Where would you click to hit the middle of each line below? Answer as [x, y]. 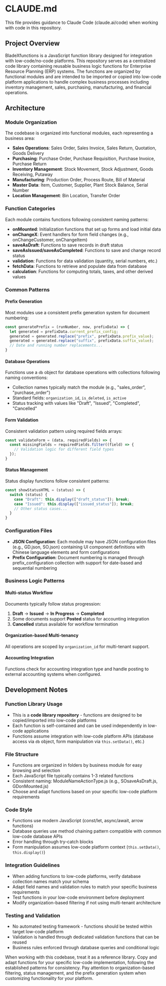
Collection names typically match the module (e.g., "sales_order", [79, 387]
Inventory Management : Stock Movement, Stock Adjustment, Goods [83, 169]
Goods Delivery [28, 153]
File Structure [22, 754]
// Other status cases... [41, 508]
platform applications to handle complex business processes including [77, 82]
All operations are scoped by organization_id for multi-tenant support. [77, 646]
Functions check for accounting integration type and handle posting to [77, 669]
